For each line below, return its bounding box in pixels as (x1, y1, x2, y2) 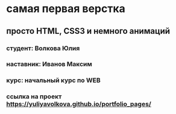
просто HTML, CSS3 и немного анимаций (6, 26, 171, 36)
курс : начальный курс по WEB (6, 76, 101, 84)
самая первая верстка (6, 2, 125, 16)
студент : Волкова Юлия (6, 44, 80, 52)
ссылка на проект (6, 92, 62, 101)
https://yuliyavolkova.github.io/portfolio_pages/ (6, 100, 152, 109)
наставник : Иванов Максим (6, 60, 92, 68)
